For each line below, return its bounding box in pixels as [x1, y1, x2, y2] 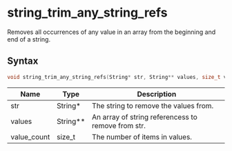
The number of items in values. [92, 132, 192, 141]
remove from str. [92, 121, 146, 130]
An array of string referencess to [92, 112, 198, 122]
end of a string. [7, 35, 50, 43]
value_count [10, 132, 50, 141]
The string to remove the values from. [92, 100, 214, 110]
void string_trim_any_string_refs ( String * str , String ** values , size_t [7, 73, 221, 80]
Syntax [7, 55, 39, 67]
